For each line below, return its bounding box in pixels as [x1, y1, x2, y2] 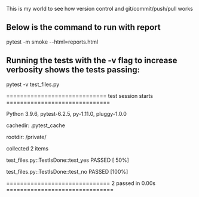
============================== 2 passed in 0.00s [6, 179, 156, 187]
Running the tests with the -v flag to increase [6, 56, 177, 66]
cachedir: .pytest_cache [6, 122, 66, 129]
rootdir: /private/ [6, 133, 47, 140]
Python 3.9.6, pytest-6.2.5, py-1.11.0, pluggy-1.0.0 [6, 110, 127, 117]
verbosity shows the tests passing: [6, 65, 140, 75]
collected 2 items [6, 144, 49, 152]
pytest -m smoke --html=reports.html [6, 38, 99, 45]
